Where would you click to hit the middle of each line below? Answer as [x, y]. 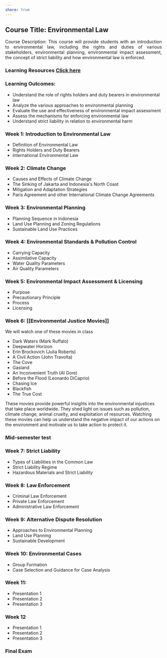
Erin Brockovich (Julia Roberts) [44, 352]
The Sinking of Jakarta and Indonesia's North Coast [65, 184]
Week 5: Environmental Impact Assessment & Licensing [74, 281]
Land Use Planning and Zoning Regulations [56, 223]
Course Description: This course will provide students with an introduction [83, 42]
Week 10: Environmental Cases [43, 554]
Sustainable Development [39, 541]
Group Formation [30, 565]
